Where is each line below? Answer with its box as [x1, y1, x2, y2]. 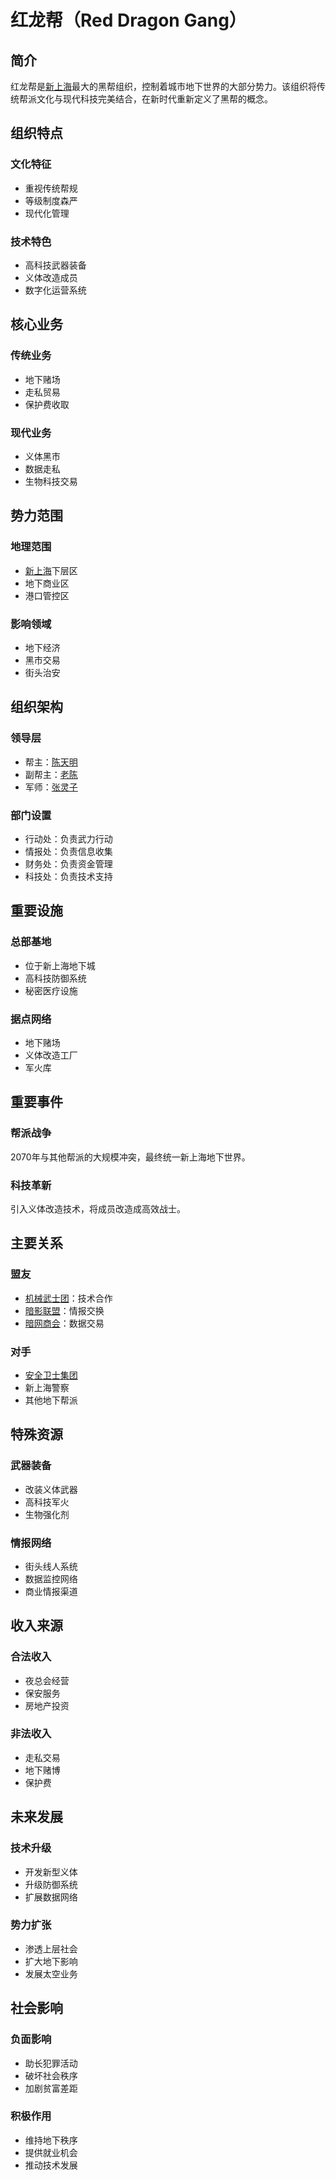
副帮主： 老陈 [24, 768, 78, 780]
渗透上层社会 [24, 1942, 78, 1955]
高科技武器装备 [24, 259, 87, 271]
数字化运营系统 [24, 284, 87, 296]
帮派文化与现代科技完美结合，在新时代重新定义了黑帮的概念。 [18, 93, 273, 105]
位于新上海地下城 [24, 959, 96, 971]
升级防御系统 [24, 1878, 78, 1890]
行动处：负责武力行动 [24, 832, 113, 845]
